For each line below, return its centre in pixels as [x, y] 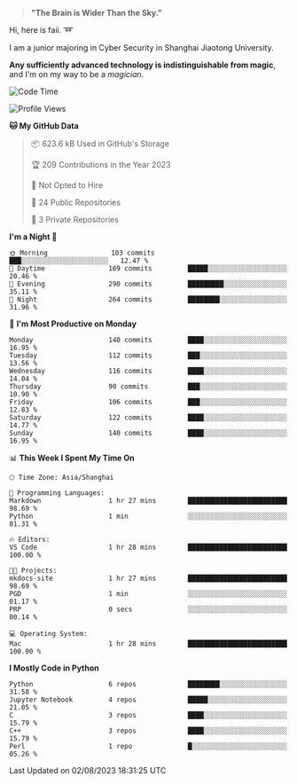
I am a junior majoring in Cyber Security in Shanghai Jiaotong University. [141, 47]
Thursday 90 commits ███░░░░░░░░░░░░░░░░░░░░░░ [148, 387]
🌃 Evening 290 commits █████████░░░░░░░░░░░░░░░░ [148, 284]
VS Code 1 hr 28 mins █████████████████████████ [148, 547]
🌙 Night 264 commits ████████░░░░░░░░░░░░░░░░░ [148, 300]
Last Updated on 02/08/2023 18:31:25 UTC [88, 770]
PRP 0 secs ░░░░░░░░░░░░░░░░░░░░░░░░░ [148, 609]
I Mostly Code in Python [54, 668]
